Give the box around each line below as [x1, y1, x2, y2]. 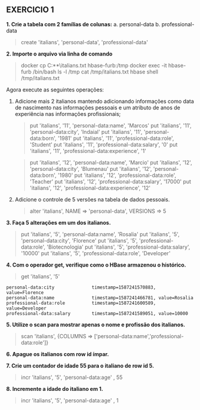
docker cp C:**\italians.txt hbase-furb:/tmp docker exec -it [20, 62, 167, 69]
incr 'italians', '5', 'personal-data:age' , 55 [20, 374, 123, 381]
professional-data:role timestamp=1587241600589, [6, 300, 156, 306]
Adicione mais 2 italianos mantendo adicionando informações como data [14, 97, 194, 105]
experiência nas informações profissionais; [14, 110, 121, 117]
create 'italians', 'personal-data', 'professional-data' [20, 38, 148, 45]
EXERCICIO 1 [6, 5, 54, 15]
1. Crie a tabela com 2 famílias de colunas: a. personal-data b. [6, 20, 161, 27]
